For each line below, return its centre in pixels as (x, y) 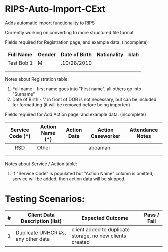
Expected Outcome (105, 218)
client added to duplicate (101, 229)
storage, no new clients (99, 236)
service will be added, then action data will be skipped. (69, 179)
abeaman (100, 147)
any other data (33, 239)
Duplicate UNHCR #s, (41, 232)
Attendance (144, 130)
